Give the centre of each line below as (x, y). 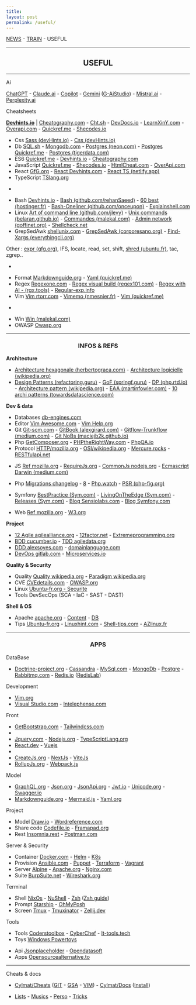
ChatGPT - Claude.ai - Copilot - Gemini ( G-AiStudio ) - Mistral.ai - (84, 94)
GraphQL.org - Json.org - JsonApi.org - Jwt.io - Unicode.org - (90, 786)
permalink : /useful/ (31, 22)
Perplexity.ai (21, 100)
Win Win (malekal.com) (43, 319)
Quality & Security (29, 565)
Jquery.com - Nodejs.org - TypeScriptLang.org (71, 739)
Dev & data (20, 406)
